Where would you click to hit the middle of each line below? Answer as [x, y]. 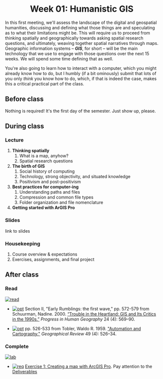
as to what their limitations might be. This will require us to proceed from [78, 33]
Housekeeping [23, 243]
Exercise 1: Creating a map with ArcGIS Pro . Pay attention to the [89, 366]
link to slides [18, 231]
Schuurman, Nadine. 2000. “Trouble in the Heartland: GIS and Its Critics [84, 314]
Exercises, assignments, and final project [53, 259]
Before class [24, 99]
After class [22, 275]
